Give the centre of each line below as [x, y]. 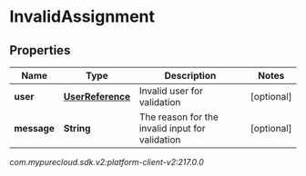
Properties [40, 50]
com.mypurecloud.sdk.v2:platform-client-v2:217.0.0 [107, 162]
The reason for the [178, 117]
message [34, 128]
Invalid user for [171, 91]
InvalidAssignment [82, 17]
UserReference [97, 97]
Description [190, 76]
